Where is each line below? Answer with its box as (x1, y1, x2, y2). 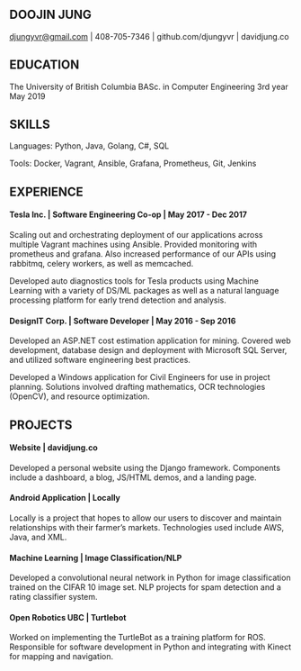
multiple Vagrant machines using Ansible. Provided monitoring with (9, 239, 258, 250)
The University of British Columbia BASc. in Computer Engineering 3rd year (9, 81, 289, 92)
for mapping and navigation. (9, 651, 114, 662)
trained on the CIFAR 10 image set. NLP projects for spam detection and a (9, 582, 281, 593)
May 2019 (9, 90, 46, 102)
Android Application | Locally (9, 493, 121, 503)
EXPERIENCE (9, 184, 84, 199)
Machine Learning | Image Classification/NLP (9, 552, 182, 563)
